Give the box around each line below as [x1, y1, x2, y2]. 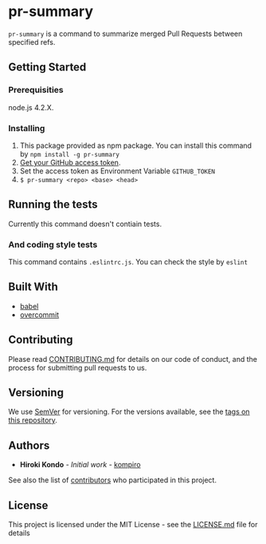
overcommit [19, 310, 60, 320]
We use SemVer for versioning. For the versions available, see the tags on [8, 407, 250, 417]
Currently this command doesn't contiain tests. [8, 219, 162, 228]
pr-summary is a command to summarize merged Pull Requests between [8, 29, 243, 38]
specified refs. [8, 37, 56, 46]
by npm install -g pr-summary [19, 149, 119, 158]
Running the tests [8, 198, 98, 212]
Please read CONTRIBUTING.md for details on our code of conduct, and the [8, 354, 257, 363]
